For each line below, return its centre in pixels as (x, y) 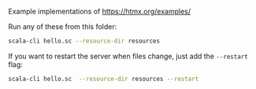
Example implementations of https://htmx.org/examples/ (100, 11)
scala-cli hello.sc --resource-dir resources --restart (104, 79)
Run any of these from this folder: (63, 26)
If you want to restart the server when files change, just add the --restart (128, 56)
